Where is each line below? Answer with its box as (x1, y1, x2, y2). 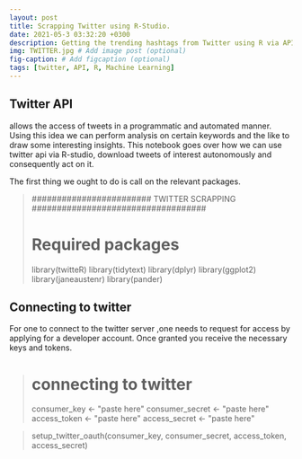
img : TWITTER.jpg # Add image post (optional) (9, 47, 187, 56)
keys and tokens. (9, 342, 73, 353)
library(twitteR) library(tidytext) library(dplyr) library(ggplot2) (31, 264, 257, 275)
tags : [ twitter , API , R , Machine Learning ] (9, 64, 175, 73)
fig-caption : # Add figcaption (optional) (9, 55, 171, 64)
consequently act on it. (9, 158, 94, 169)
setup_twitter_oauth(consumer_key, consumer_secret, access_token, (31, 430, 288, 441)
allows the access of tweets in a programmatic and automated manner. (9, 120, 272, 131)
